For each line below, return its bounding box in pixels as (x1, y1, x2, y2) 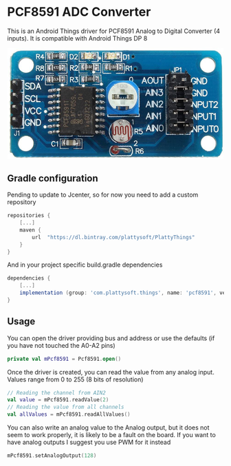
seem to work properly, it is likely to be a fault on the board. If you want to (7, 431, 217, 439)
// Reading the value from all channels (7, 403, 125, 411)
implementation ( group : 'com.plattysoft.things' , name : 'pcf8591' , (19, 289, 217, 296)
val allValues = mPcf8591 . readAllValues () (7, 411, 131, 418)
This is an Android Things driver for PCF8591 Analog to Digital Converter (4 (7, 27, 221, 35)
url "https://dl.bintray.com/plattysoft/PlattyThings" (32, 234, 195, 241)
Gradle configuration (7, 173, 98, 184)
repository (7, 198, 36, 206)
